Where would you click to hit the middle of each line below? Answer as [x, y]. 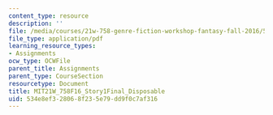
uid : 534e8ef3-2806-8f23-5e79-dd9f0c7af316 [83, 99]
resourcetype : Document [49, 83]
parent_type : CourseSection [56, 76]
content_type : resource [49, 16]
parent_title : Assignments [54, 69]
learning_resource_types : [52, 46]
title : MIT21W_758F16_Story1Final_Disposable [87, 91]
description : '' [36, 23]
